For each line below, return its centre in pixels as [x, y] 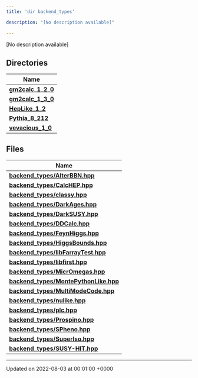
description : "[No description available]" [60, 22]
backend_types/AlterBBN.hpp [52, 176]
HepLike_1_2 [27, 109]
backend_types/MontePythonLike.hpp [64, 282]
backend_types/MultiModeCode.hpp [62, 291]
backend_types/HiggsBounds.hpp [58, 243]
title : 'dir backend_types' [41, 12]
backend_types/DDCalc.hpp [49, 224]
